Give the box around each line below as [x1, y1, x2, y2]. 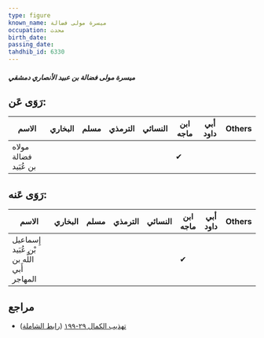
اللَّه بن [12, 254, 35, 265]
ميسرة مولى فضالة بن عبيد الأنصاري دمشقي [8, 72, 136, 82]
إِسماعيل [12, 234, 42, 245]
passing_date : [8, 41, 55, 49]
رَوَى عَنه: [8, 188, 47, 201]
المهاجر [12, 274, 37, 285]
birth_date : [8, 33, 47, 42]
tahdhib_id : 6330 [8, 48, 65, 56]
